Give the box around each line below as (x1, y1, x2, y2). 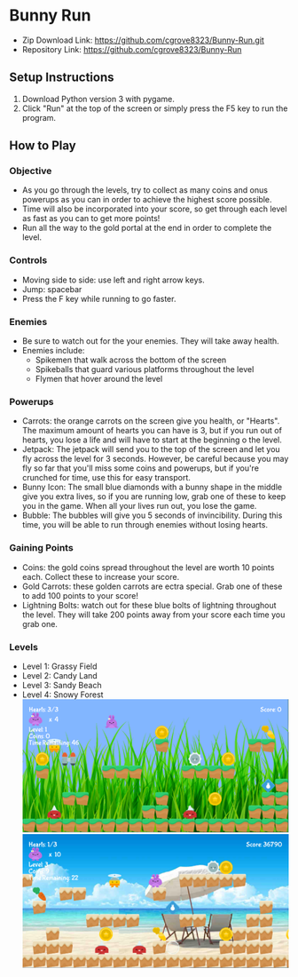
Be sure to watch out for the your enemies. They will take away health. (21, 336, 279, 346)
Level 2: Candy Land (21, 670, 98, 680)
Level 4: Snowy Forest (21, 689, 104, 700)
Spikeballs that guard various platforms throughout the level (35, 364, 255, 375)
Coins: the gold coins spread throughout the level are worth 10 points (21, 561, 275, 573)
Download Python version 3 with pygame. (21, 93, 175, 104)
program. (21, 112, 56, 123)
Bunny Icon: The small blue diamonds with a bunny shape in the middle (21, 481, 282, 493)
